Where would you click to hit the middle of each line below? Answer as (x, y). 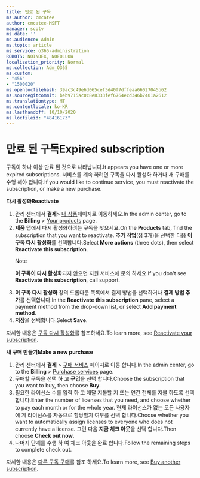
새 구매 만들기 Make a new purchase (50, 352)
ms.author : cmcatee (30, 17)
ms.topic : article (29, 46)
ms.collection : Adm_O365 (37, 67)
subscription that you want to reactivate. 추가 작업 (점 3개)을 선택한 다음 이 (104, 235)
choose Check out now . (44, 436)
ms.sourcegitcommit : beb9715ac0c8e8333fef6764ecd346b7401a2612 (87, 95)
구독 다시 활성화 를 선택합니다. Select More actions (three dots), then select (104, 243)
